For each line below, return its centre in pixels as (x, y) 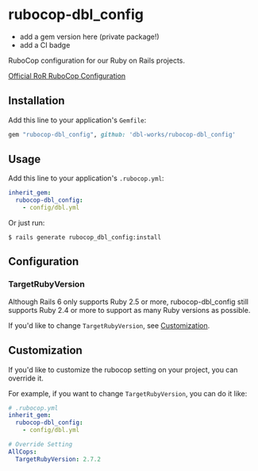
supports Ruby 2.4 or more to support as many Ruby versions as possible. (129, 310)
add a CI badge (45, 44)
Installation (37, 101)
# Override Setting (40, 445)
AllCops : (23, 452)
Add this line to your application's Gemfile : (77, 120)
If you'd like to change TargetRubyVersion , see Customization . (109, 325)
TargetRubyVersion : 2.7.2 (58, 459)
